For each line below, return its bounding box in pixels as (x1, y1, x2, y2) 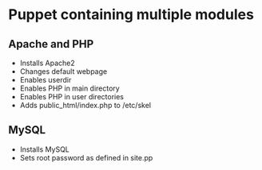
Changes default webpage (19, 67, 108, 76)
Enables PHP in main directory (19, 83, 120, 93)
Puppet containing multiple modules (8, 6, 254, 24)
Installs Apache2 (19, 58, 76, 68)
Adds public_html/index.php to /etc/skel (19, 101, 152, 110)
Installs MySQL (19, 145, 70, 154)
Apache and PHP (8, 37, 94, 51)
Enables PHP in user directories (19, 92, 125, 101)
